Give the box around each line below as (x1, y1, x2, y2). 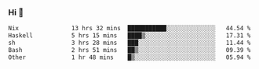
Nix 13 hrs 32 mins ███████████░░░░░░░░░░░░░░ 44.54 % (8, 25, 251, 33)
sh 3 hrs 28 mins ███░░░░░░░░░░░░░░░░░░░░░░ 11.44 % (8, 39, 251, 47)
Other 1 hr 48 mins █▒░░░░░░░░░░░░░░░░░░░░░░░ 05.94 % (8, 53, 251, 61)
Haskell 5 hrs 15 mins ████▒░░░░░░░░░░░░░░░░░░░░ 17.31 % (8, 32, 251, 40)
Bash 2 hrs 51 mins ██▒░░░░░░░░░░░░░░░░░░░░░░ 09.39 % (8, 46, 251, 53)
